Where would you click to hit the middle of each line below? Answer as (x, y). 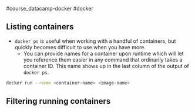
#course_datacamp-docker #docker (50, 9)
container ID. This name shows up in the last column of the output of (106, 66)
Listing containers (40, 27)
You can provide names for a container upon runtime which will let (103, 53)
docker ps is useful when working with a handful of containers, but (95, 41)
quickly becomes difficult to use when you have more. (80, 47)
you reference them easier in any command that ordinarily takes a (103, 60)
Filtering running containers (58, 101)
